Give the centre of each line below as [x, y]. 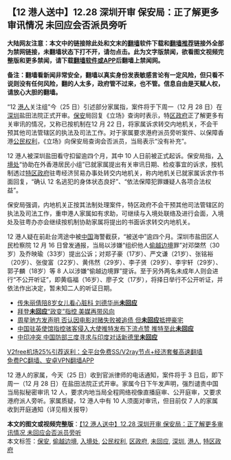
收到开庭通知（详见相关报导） [49, 409]
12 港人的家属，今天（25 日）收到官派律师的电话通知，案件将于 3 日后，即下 [115, 375]
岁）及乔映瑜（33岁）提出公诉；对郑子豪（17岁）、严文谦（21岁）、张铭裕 [110, 254]
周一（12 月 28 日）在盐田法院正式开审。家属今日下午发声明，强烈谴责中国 [113, 383]
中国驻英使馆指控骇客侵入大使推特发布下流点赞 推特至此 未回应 [105, 328]
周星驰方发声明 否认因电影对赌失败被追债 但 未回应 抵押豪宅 [100, 320]
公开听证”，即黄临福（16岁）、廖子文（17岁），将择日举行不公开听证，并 [122, 279]
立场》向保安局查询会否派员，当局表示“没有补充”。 [118, 141]
